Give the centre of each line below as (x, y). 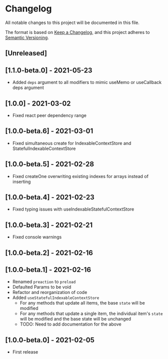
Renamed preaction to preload (44, 282)
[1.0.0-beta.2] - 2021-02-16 (49, 253)
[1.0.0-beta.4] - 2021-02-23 (50, 197)
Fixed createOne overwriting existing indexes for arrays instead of (80, 176)
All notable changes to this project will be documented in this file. (72, 22)
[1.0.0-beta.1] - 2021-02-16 (48, 270)
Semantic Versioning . (27, 37)
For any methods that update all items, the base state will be (82, 303)
